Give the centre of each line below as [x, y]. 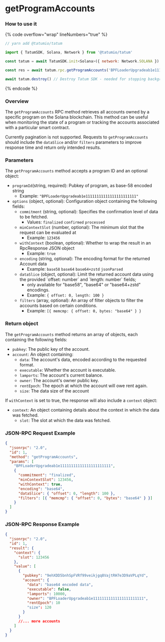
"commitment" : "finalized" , [47, 475]
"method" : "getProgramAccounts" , [44, 457]
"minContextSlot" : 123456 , [46, 480]
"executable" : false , [49, 589]
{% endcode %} [21, 88]
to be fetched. [34, 217]
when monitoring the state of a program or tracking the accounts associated [82, 122]
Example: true [41, 253]
